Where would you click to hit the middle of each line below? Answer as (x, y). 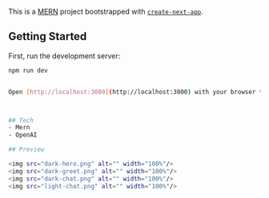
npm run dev (28, 70)
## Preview (26, 150)
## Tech (21, 120)
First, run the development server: (64, 56)
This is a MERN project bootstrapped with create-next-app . (106, 12)
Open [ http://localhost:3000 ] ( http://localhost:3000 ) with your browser (132, 92)
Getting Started (48, 36)
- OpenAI (23, 135)
